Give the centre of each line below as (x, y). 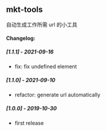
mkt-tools (24, 10)
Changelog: (21, 38)
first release (29, 123)
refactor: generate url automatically (57, 95)
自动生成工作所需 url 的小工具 (42, 24)
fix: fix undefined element (46, 66)
